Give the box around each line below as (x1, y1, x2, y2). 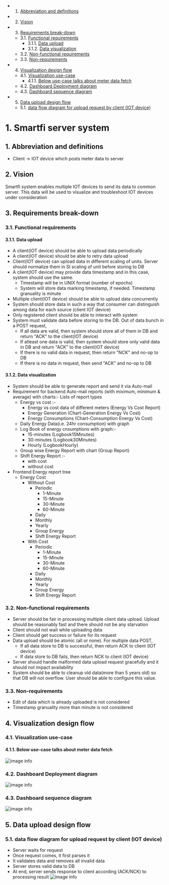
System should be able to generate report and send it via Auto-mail (12, 383, 152, 389)
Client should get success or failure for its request (12, 632, 117, 638)
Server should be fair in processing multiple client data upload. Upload (12, 616, 159, 622)
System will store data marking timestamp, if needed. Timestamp (20, 285, 155, 291)
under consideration (5, 194, 47, 200)
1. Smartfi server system (5, 122, 109, 134)
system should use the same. (12, 274, 74, 280)
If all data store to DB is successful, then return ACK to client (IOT (20, 642, 156, 648)
